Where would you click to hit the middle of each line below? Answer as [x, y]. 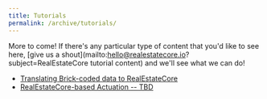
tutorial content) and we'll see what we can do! [167, 63]
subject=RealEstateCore [48, 63]
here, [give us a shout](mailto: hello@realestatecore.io [97, 54]
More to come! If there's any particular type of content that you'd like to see [134, 46]
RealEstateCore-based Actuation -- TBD [87, 87]
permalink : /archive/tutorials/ [62, 23]
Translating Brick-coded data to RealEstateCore [99, 78]
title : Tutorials [37, 16]
